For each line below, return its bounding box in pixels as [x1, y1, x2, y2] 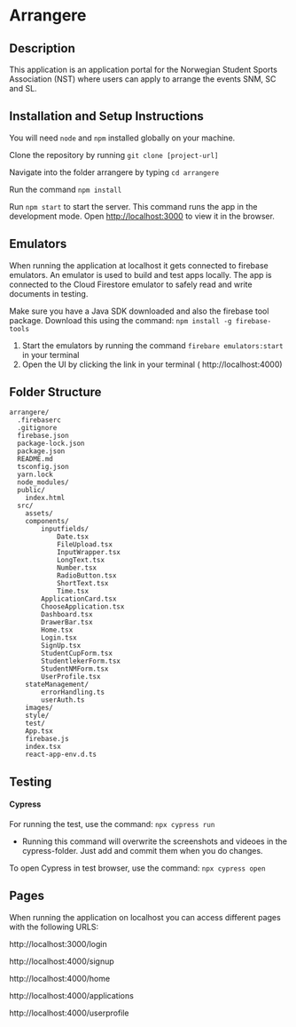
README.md [17, 455, 53, 464]
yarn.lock [17, 470, 53, 480]
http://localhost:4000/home [9, 973, 111, 983]
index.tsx [25, 743, 62, 752]
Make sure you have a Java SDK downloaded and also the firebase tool [9, 306, 269, 316]
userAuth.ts [41, 696, 86, 705]
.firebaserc [17, 416, 62, 425]
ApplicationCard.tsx [41, 594, 117, 604]
